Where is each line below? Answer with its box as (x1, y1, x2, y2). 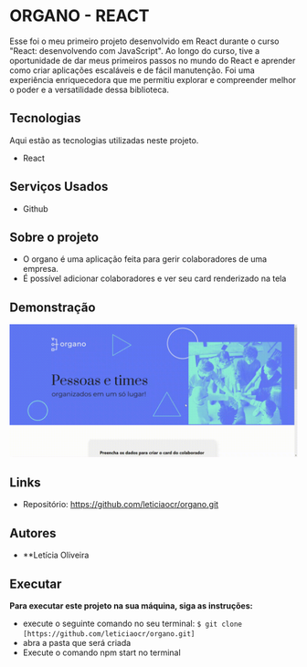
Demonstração (9, 299, 96, 315)
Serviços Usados (9, 179, 109, 194)
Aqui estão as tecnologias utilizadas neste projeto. (9, 134, 199, 146)
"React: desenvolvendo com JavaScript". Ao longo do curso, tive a (9, 45, 260, 56)
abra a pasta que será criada (22, 637, 132, 648)
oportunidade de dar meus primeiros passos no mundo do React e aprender (9, 55, 296, 66)
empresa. (22, 264, 59, 275)
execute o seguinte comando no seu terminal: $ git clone (22, 618, 242, 629)
